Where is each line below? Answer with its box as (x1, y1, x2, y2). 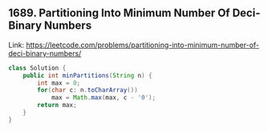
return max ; (37, 101, 78, 109)
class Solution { (8, 64, 67, 72)
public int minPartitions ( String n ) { (22, 71, 152, 79)
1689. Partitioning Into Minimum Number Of (8, 6, 230, 20)
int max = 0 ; (37, 79, 81, 87)
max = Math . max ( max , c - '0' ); (51, 93, 156, 102)
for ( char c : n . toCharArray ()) (37, 86, 138, 94)
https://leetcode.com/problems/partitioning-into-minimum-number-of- (26, 40, 259, 50)
